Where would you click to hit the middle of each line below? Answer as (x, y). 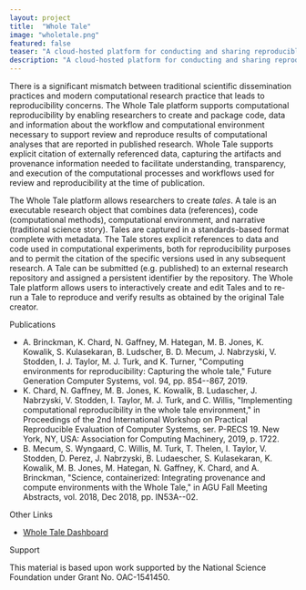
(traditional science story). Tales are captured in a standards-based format (149, 229)
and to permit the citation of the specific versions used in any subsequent (148, 259)
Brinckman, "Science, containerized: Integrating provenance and (144, 478)
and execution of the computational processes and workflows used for (142, 173)
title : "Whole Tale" (51, 26)
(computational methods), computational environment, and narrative (138, 220)
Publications (33, 325)
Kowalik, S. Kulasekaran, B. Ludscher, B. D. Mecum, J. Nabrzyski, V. (149, 352)
